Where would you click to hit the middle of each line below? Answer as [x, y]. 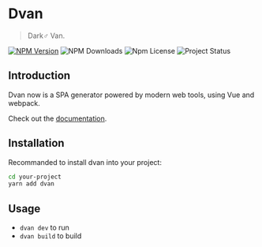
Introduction [39, 76]
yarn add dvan [32, 184]
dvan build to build [51, 236]
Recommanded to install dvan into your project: [85, 162]
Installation [36, 143]
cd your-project [35, 177]
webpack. [24, 103]
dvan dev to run [44, 228]
